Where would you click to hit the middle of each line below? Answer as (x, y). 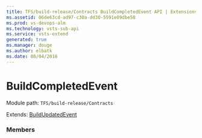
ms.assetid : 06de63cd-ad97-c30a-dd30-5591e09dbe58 (71, 17)
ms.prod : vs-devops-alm (36, 23)
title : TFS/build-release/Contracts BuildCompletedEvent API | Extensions (102, 12)
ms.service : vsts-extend (37, 34)
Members (20, 130)
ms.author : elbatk (29, 51)
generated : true (26, 40)
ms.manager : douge (29, 46)
